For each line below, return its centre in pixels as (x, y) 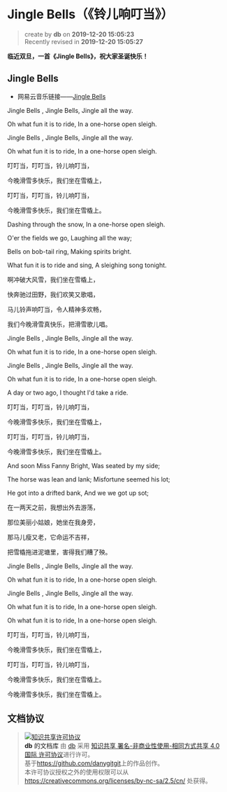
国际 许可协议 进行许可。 (59, 754)
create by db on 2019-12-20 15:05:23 (79, 34)
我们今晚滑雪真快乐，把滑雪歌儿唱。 (59, 324)
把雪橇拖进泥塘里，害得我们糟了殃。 (59, 552)
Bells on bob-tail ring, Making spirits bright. (69, 251)
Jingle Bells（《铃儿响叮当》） (90, 14)
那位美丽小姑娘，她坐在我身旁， (53, 522)
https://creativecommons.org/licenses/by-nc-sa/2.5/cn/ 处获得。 (118, 780)
